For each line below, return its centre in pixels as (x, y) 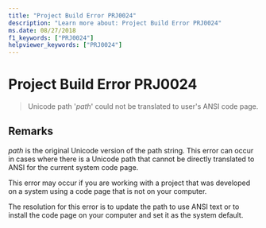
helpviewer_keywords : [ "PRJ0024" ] (66, 45)
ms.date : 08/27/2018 (42, 30)
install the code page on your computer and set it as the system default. (126, 214)
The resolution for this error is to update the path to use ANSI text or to (124, 207)
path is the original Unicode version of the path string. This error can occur (131, 150)
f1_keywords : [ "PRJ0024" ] (51, 38)
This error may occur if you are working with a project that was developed (129, 183)
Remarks (31, 131)
